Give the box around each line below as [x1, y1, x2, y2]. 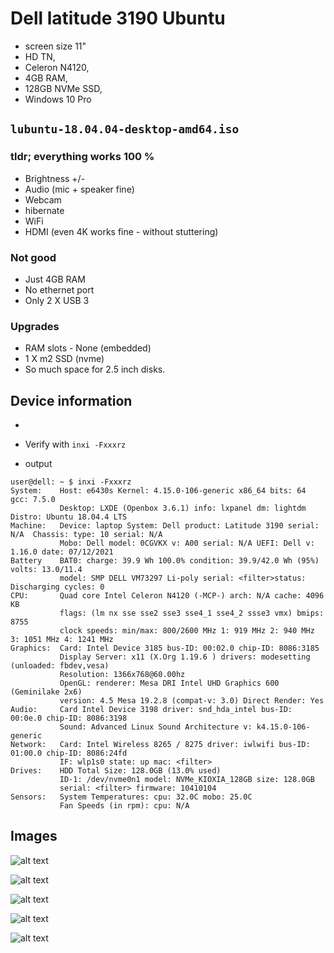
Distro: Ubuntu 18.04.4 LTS [10, 512, 128, 522]
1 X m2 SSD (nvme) [24, 353, 105, 365]
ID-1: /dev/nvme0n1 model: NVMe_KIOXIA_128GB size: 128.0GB [59, 775, 315, 785]
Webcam [24, 193, 62, 206]
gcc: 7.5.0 [10, 495, 56, 505]
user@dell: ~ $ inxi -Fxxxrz [10, 477, 132, 487]
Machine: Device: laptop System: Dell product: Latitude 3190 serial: [10, 521, 320, 531]
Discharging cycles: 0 [10, 582, 105, 592]
